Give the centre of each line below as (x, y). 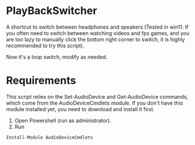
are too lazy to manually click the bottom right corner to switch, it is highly (95, 39)
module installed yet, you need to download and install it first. (80, 109)
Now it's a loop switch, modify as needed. (57, 57)
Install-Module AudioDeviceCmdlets (50, 137)
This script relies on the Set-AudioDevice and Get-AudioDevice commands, (97, 96)
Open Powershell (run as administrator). (63, 120)
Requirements (41, 81)
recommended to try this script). (45, 46)
